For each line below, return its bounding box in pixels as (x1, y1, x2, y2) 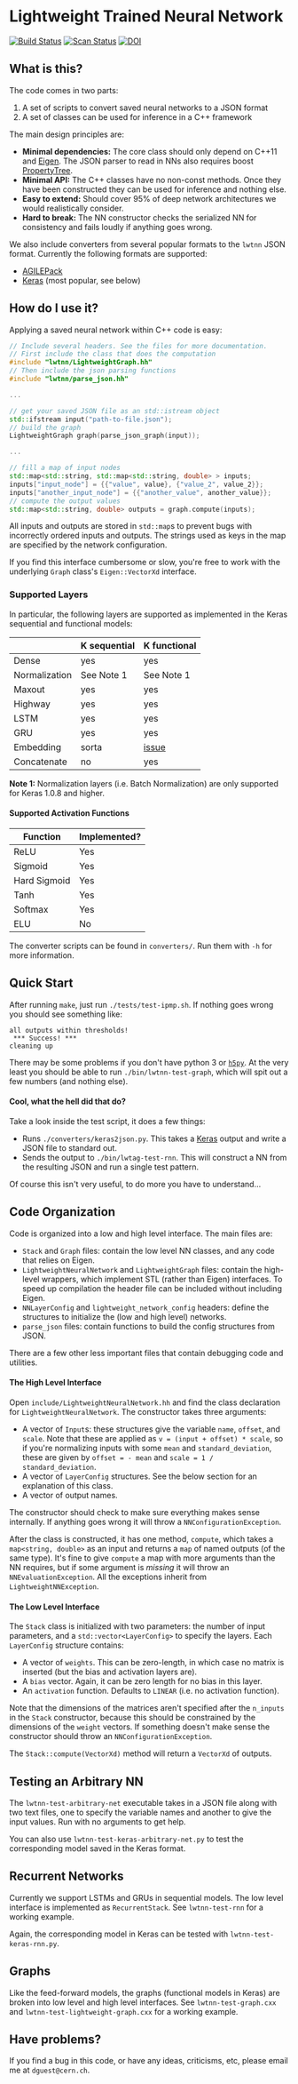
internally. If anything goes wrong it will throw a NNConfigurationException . (9, 1516, 282, 1527)
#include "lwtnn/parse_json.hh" (9, 375, 129, 384)
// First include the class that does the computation (9, 349, 216, 359)
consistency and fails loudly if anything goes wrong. (21, 221, 213, 232)
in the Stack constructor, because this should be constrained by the (9, 1713, 255, 1723)
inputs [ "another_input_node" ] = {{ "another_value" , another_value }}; (9, 488, 272, 497)
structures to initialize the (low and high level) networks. (21, 1311, 227, 1321)
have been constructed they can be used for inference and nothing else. (21, 184, 286, 195)
